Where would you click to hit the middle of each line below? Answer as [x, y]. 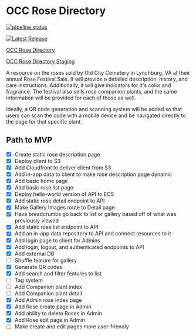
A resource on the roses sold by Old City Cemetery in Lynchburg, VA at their [98, 72]
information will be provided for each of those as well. [71, 98]
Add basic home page [41, 181]
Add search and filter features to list [58, 273]
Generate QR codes [38, 267]
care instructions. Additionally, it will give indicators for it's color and [89, 85]
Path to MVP [29, 140]
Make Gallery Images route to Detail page [65, 208]
